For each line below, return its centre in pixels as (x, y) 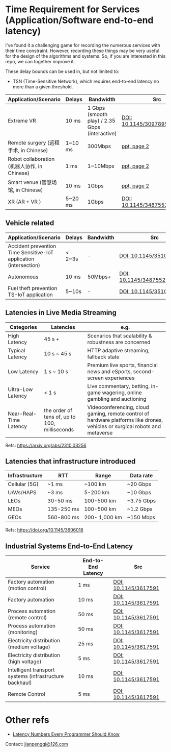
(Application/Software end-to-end (79, 20)
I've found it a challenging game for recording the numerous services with (83, 45)
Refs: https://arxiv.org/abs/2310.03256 (46, 445)
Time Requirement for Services (73, 9)
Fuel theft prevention (33, 288)
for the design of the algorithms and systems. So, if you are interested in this (85, 56)
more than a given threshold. (43, 87)
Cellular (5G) (23, 484)
